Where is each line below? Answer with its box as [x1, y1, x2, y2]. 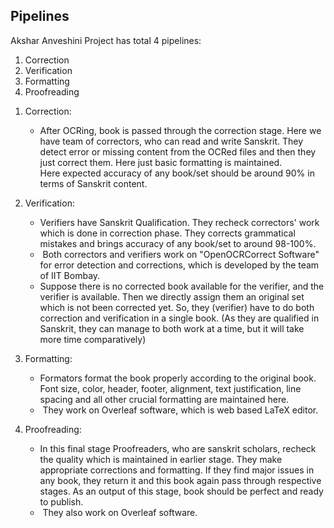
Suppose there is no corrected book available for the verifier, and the [39, 280, 325, 292]
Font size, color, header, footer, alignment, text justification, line [39, 382, 302, 394]
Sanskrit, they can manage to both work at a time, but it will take [39, 322, 305, 334]
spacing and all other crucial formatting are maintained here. [39, 393, 290, 405]
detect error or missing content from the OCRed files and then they [39, 145, 317, 158]
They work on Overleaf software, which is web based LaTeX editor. [42, 404, 319, 416]
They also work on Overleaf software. [42, 506, 198, 518]
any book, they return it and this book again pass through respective [39, 474, 322, 486]
